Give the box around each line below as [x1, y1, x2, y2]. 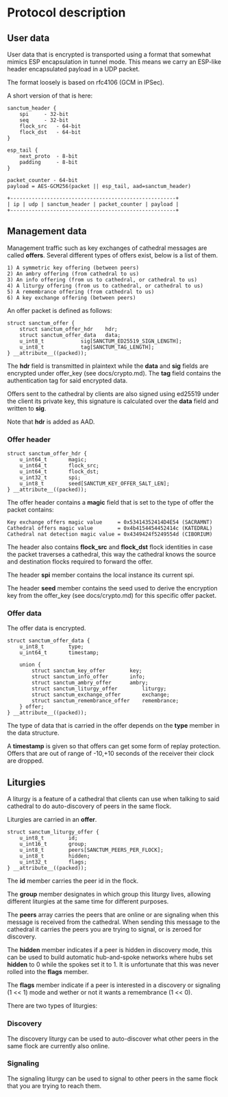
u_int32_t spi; [19, 474, 81, 481]
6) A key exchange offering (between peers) [7, 294, 136, 301]
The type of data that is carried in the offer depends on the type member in [7, 721, 220, 730]
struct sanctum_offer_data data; [19, 332, 121, 338]
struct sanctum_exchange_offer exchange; [31, 691, 170, 698]
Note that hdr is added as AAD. [7, 417, 95, 426]
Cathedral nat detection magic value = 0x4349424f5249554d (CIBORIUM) [7, 531, 213, 538]
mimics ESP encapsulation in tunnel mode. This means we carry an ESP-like [7, 58, 221, 66]
